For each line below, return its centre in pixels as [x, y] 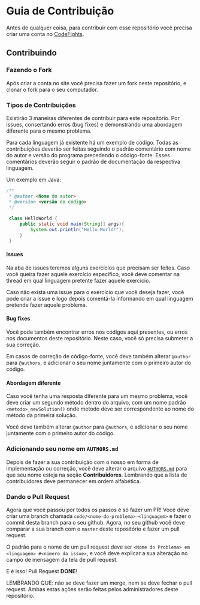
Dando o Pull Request [38, 496]
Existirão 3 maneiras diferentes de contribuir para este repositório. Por [93, 118]
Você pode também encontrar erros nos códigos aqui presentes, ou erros [97, 332]
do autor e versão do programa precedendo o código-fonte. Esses [88, 155]
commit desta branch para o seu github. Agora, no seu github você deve [96, 522]
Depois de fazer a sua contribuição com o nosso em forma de [82, 462]
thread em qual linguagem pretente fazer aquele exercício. [78, 280]
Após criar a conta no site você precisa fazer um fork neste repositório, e [96, 83]
